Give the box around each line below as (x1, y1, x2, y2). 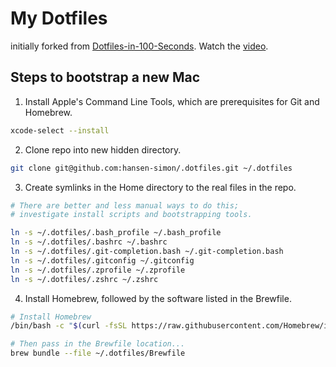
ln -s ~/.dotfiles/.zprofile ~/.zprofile (10, 265, 186, 275)
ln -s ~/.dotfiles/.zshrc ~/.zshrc (10, 274, 159, 284)
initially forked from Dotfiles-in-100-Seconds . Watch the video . (10, 40, 269, 52)
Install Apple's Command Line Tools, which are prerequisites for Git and (24, 95, 320, 107)
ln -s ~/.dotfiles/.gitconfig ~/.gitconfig (10, 255, 195, 266)
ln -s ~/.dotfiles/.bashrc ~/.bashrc (10, 237, 168, 247)
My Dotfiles (10, 7, 108, 30)
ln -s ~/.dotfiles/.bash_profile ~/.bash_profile (10, 228, 222, 238)
